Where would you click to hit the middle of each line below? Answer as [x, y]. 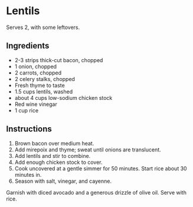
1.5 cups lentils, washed [44, 91]
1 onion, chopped [36, 66]
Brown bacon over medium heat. [54, 143]
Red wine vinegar [36, 104]
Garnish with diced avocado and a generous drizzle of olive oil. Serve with [97, 192]
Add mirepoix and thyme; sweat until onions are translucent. [88, 150]
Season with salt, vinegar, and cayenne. [63, 181]
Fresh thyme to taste [40, 85]
